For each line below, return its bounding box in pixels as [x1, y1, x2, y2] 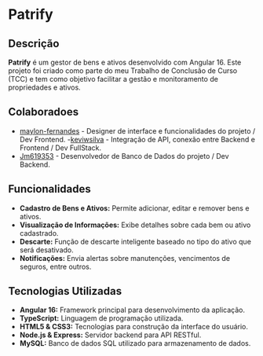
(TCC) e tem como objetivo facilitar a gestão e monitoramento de [8, 75, 218, 83]
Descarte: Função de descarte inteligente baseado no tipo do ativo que [19, 237, 251, 246]
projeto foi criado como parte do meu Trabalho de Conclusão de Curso [8, 66, 238, 75]
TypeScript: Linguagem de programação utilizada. [19, 314, 184, 323]
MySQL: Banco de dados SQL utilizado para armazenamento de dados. [19, 339, 251, 348]
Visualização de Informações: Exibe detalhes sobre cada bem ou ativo [19, 220, 251, 229]
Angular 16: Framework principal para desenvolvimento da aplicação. [19, 305, 246, 315]
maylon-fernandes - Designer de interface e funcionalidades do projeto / [19, 126, 256, 135]
